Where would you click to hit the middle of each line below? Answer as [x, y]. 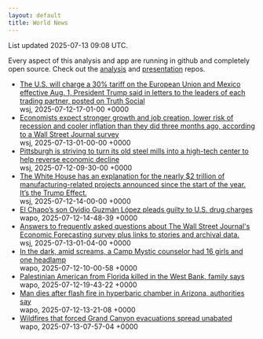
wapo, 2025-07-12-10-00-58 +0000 [78, 267]
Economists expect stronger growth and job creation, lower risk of [126, 117]
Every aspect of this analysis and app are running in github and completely [129, 61]
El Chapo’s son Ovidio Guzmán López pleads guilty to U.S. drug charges [136, 209]
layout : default [35, 15]
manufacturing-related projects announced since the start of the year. [132, 184]
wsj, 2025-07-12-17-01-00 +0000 [74, 109]
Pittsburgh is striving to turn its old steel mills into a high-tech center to [134, 151]
